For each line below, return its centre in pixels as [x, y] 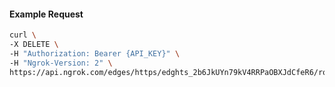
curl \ [23, 35]
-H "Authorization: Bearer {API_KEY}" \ [95, 53]
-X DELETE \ [34, 45]
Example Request [46, 14]
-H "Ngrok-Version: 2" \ [61, 63]
